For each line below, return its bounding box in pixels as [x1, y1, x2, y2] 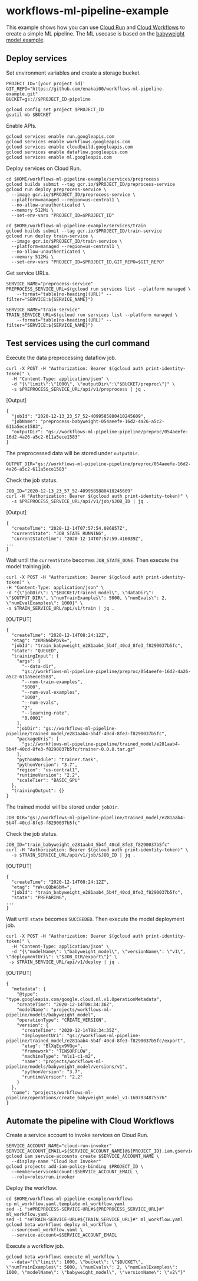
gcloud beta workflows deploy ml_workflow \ [6, 1222, 117, 1228]
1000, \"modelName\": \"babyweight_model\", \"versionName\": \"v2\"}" [6, 1270, 186, 1276]
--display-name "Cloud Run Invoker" [11, 1158, 101, 1164]
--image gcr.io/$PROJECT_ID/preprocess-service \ [11, 191, 136, 198]
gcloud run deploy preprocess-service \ [6, 186, 107, 192]
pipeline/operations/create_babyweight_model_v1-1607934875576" [6, 1095, 167, 1100]
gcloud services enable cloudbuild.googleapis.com [6, 144, 133, 150]
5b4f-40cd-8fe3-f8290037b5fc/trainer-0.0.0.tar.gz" [6, 746, 136, 752]
